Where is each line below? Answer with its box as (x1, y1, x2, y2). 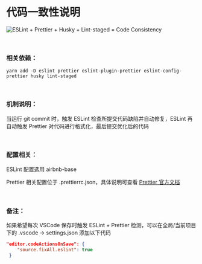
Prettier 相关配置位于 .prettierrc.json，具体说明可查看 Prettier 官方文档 (6, 178, 180, 185)
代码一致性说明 (6, 5, 81, 19)
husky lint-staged (30, 73, 77, 79)
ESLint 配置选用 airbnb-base (6, 166, 77, 173)
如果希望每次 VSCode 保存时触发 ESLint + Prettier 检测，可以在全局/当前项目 (6, 222, 197, 229)
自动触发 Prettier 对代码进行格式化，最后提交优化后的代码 (6, 122, 149, 130)
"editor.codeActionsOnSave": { (6, 241, 85, 248)
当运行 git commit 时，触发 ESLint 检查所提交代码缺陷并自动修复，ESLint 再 (6, 115, 193, 122)
